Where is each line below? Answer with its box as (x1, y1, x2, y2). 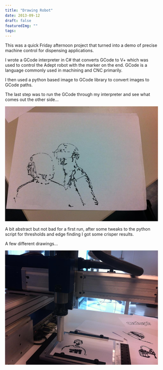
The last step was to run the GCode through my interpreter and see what (5, 92, 150, 97)
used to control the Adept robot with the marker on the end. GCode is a (5, 62, 147, 68)
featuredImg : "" (5, 23, 38, 28)
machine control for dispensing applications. (5, 48, 94, 54)
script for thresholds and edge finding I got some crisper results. (5, 231, 134, 237)
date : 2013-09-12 (5, 13, 40, 18)
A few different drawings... (5, 240, 58, 246)
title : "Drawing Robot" (5, 8, 53, 13)
